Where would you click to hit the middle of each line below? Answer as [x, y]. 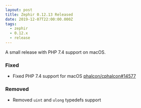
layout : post [19, 10]
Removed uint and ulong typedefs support [57, 100]
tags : [11, 24]
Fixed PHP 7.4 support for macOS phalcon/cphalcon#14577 [74, 76]
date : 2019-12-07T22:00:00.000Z [39, 19]
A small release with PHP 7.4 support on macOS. [55, 52]
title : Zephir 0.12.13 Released [39, 15]
